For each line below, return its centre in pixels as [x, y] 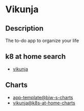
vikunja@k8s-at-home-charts [44, 103]
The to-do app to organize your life [42, 40]
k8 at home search [36, 57]
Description [24, 28]
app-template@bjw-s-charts [43, 97]
